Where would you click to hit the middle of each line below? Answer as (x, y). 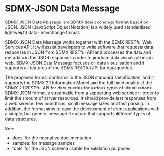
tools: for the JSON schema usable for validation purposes (71, 148)
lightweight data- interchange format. (43, 32)
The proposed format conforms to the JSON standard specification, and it (80, 77)
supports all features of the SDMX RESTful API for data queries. (69, 68)
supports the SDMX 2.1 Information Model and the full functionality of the (79, 82)
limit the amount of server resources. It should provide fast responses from (81, 98)
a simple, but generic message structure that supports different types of (78, 113)
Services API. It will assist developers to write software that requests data (79, 47)
